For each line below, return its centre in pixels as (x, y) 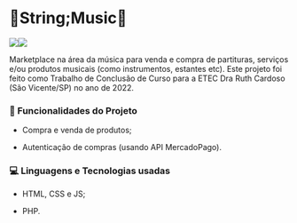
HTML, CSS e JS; (54, 194)
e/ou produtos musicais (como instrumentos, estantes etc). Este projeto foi (145, 68)
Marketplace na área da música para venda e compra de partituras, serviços (149, 59)
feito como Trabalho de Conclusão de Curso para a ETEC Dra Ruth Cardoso (147, 78)
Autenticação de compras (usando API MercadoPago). (121, 147)
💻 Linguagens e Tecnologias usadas (90, 171)
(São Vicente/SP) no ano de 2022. (72, 87)
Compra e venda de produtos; (77, 130)
